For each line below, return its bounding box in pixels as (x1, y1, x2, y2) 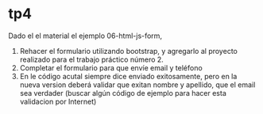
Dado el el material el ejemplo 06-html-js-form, (8, 31, 163, 40)
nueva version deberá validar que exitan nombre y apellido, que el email (19, 80, 256, 89)
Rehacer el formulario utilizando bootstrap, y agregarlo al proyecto (19, 46, 238, 55)
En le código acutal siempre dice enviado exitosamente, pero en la (19, 71, 238, 81)
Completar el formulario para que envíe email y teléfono (19, 63, 203, 72)
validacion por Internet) (19, 97, 97, 106)
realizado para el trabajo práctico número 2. (19, 55, 164, 64)
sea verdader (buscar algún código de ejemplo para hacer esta (19, 88, 226, 97)
